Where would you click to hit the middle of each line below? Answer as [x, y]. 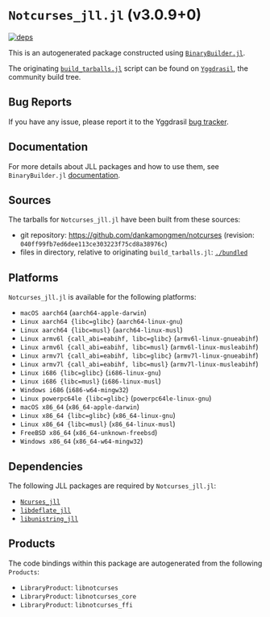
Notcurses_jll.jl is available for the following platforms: [102, 297]
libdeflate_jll [46, 511]
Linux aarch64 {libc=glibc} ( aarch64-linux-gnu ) [101, 321]
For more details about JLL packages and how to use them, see [114, 166]
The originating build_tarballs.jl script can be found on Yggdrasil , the [128, 68]
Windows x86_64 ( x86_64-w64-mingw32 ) [81, 441]
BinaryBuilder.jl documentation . [64, 175]
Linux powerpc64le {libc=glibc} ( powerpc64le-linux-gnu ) [116, 398]
